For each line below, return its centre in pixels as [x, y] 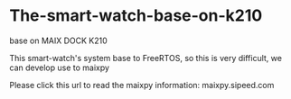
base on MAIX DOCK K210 [59, 40]
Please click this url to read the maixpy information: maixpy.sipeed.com [142, 85]
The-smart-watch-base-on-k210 [136, 16]
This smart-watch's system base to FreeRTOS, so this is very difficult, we [146, 58]
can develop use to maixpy [60, 67]
